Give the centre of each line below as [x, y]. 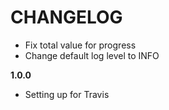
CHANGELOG [66, 17]
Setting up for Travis [67, 94]
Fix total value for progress [80, 45]
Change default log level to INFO [92, 55]
